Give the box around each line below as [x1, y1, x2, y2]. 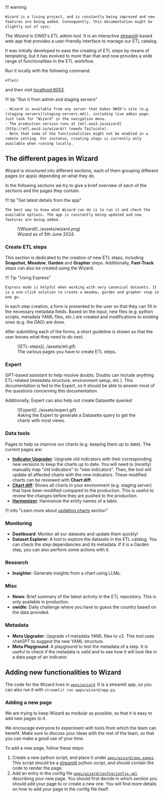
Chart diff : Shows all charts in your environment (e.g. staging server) [12, 482, 152, 488]
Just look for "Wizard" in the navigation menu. [5, 116, 107, 121]
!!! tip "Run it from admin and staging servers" [5, 96, 98, 102]
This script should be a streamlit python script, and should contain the [12, 759, 154, 765]
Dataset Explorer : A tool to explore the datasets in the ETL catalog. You [12, 536, 157, 542]
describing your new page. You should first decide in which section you [12, 775, 157, 781]
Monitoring [5, 520, 32, 527]
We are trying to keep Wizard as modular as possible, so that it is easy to [5, 710, 152, 716]
